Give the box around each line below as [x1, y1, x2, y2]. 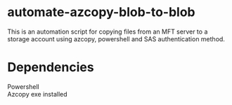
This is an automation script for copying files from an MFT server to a [7, 27, 208, 36]
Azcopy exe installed [7, 90, 68, 98]
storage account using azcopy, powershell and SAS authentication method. [7, 34, 225, 43]
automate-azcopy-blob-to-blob [7, 4, 195, 20]
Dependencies [7, 59, 94, 76]
